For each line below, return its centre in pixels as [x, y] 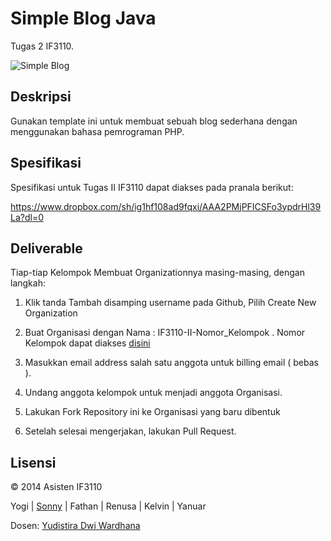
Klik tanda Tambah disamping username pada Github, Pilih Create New [170, 303]
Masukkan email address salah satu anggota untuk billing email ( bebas [171, 363]
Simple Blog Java [83, 18]
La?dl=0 [27, 217]
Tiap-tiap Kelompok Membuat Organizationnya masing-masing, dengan [158, 273]
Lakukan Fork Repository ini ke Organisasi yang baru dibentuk [152, 412]
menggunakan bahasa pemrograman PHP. [97, 131]
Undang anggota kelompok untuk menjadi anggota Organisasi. [153, 393]
